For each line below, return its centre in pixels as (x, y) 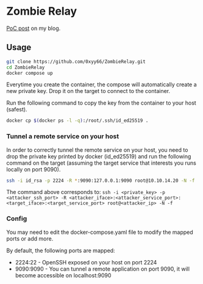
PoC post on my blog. (34, 28)
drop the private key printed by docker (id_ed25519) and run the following (99, 156)
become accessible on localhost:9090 (63, 275)
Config (17, 219)
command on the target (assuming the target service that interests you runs (101, 163)
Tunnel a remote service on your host (63, 136)
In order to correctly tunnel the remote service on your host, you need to (97, 150)
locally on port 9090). (34, 169)
